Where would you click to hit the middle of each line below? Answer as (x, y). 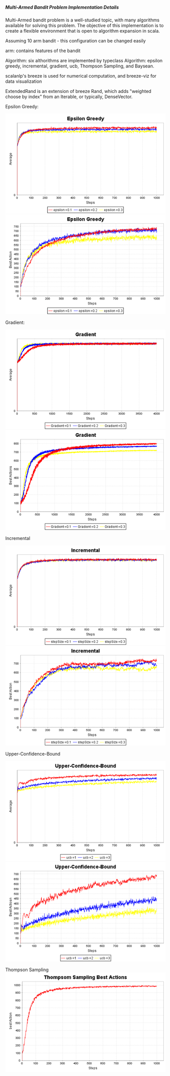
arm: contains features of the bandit (43, 51)
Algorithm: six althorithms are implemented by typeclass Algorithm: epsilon (84, 60)
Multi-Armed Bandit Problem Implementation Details (62, 7)
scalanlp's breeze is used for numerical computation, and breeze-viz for (81, 76)
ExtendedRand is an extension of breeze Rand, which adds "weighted (78, 91)
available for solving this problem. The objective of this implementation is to (84, 25)
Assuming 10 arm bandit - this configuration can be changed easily (76, 40)
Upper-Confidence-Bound (33, 754)
